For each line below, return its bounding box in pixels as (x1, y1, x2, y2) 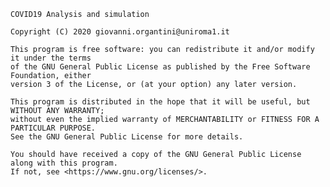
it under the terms (10, 53, 92, 63)
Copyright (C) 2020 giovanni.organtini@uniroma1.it (10, 27, 230, 37)
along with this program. (10, 158, 118, 168)
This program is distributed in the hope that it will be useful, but (10, 97, 311, 107)
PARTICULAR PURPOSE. (10, 123, 97, 133)
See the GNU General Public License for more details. (10, 132, 244, 142)
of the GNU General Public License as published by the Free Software (10, 62, 311, 72)
